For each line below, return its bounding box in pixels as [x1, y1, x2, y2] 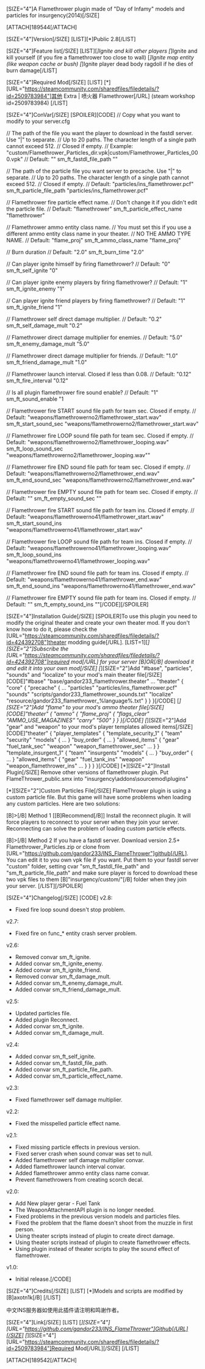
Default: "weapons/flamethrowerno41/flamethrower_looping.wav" [6, 545, 171, 551]
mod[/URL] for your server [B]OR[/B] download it [71, 658, 194, 665]
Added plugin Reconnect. [15, 1016, 79, 1023]
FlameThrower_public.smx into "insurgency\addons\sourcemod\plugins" [6, 775, 189, 782]
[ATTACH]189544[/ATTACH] [6, 24, 77, 31]
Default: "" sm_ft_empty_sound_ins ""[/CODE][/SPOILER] [6, 601, 149, 608]
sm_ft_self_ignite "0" [6, 267, 58, 274]
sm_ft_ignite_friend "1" [6, 304, 63, 311]
